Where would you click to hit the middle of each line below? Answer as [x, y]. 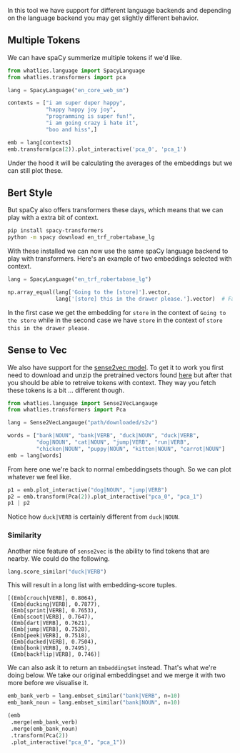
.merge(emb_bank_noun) [44, 729]
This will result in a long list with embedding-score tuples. [92, 585]
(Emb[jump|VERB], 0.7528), [51, 629]
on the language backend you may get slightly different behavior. [103, 18]
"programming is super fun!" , [90, 116]
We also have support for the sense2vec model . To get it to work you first [115, 367]
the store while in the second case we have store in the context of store [115, 320]
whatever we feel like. [39, 477]
